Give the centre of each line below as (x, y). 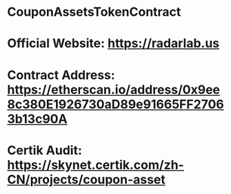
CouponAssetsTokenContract (94, 12)
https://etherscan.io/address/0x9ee (114, 89)
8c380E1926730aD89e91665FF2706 (115, 104)
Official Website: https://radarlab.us (113, 44)
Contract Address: (61, 75)
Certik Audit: (45, 150)
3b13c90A (37, 119)
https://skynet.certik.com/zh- (96, 165)
